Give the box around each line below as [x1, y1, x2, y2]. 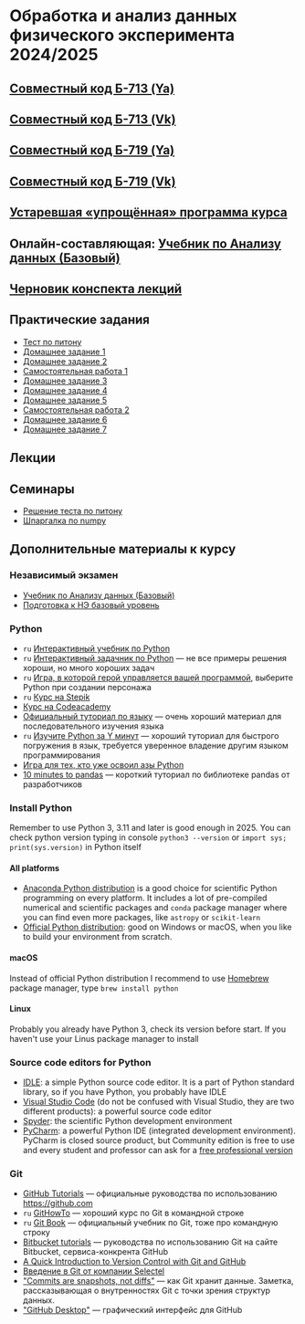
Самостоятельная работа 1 [22, 365, 128, 376]
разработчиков [22, 778, 83, 790]
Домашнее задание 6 [22, 414, 108, 425]
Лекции [9, 450, 57, 466]
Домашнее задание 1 [22, 346, 106, 357]
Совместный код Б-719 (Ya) [9, 142, 175, 158]
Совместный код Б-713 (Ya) [9, 80, 175, 96]
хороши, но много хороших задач [22, 662, 155, 673]
